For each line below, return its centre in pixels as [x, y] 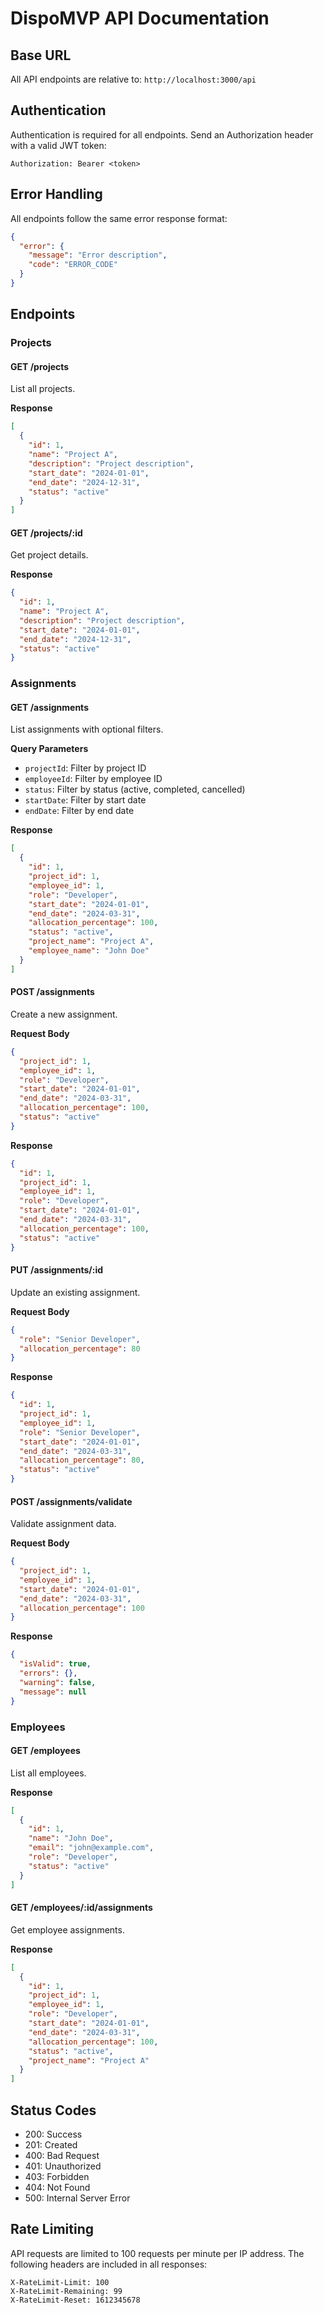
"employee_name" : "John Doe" [89, 951]
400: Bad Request [62, 2155]
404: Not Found [57, 2187]
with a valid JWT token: [58, 145]
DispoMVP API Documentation [140, 18]
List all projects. [43, 389]
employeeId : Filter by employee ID [93, 779]
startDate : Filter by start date [85, 800]
